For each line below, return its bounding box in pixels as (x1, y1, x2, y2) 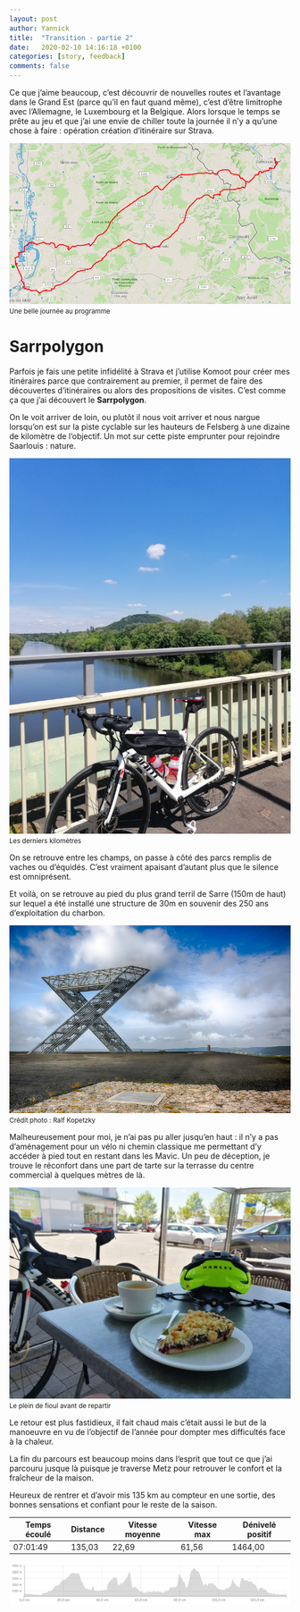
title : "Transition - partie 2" (9, 33, 134, 42)
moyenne (124, 1529, 161, 1540)
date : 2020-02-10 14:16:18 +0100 (9, 43, 142, 52)
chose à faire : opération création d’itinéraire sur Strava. (9, 125, 214, 136)
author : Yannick (9, 23, 70, 33)
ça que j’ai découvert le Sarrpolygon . (9, 394, 147, 406)
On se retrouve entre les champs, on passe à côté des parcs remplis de (9, 852, 272, 863)
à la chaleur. (9, 1436, 54, 1447)
